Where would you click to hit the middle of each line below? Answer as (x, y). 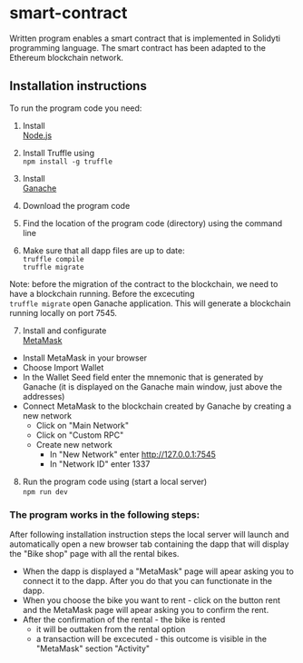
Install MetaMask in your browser (85, 358)
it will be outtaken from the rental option (111, 629)
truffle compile (53, 259)
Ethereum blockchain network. (67, 57)
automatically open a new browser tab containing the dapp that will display (149, 544)
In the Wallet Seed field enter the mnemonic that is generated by (143, 377)
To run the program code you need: (76, 108)
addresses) (44, 396)
